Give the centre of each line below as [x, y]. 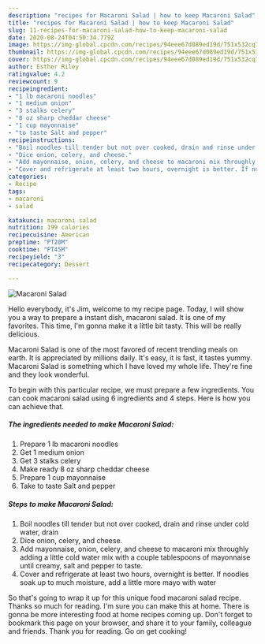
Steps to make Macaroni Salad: [61, 504]
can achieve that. [36, 406]
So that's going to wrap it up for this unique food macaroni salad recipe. [125, 598]
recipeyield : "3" [37, 257]
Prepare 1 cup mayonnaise [63, 478]
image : [19, 45]
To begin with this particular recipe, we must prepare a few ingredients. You [131, 389]
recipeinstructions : [42, 140]
